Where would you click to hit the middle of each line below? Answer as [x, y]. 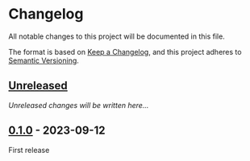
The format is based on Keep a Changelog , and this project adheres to [125, 52]
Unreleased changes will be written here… [79, 105]
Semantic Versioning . [44, 60]
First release [29, 150]
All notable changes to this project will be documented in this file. [117, 36]
